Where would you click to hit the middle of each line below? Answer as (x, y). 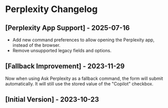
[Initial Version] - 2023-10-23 (52, 100)
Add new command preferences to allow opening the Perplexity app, (83, 40)
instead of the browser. (36, 45)
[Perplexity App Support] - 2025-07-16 (67, 28)
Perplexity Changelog (51, 9)
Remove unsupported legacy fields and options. (62, 50)
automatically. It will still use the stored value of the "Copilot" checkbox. (79, 83)
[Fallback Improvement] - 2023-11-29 (65, 66)
